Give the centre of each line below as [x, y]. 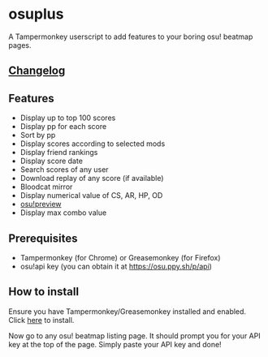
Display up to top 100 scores [68, 118]
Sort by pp [38, 135]
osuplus [36, 14]
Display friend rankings [59, 153]
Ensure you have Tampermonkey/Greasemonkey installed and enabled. [127, 311]
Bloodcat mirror [46, 187]
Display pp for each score [63, 127]
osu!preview [41, 204]
